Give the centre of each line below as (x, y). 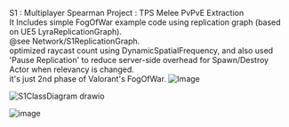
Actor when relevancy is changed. (72, 69)
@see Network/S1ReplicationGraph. (75, 41)
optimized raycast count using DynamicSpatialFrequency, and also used (141, 51)
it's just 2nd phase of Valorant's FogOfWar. (88, 79)
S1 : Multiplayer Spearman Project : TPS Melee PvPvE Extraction (127, 13)
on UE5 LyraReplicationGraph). (66, 32)
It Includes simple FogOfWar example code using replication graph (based (145, 22)
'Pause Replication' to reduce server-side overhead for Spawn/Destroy (139, 60)
